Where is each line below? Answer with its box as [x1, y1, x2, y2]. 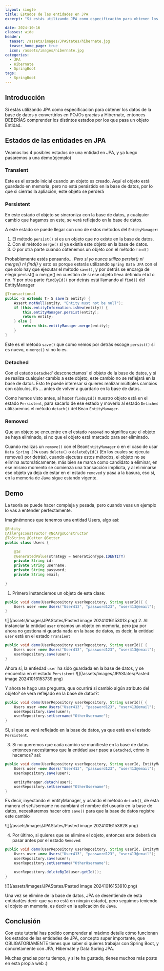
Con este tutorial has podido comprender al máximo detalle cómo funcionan [5, 930, 158, 936]
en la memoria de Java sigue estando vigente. [5, 475, 98, 481]
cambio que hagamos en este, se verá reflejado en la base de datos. [5, 217, 143, 223]
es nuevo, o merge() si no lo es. [5, 346, 68, 352]
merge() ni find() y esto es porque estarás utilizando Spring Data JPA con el [5, 261, 157, 267]
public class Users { [5, 540, 49, 545]
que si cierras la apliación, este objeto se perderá [5, 188, 104, 194]
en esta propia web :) [5, 960, 48, 967]
